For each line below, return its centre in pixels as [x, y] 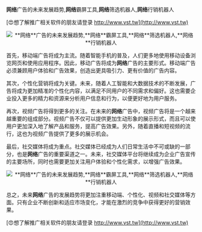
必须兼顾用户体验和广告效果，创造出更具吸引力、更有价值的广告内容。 [93, 71]
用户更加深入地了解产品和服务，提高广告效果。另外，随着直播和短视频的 [96, 126]
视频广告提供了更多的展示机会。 [72, 134]
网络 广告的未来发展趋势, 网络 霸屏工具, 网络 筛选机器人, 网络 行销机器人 [90, 9]
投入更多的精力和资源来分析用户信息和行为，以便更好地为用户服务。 [96, 98]
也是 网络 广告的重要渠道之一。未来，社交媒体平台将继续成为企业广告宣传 [106, 154]
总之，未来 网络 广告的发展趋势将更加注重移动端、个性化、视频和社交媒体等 [98, 195]
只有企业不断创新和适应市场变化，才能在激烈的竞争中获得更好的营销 [101, 202]
